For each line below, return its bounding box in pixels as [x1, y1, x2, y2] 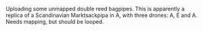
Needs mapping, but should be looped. [6, 18, 105, 25]
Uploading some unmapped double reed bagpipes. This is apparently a [6, 5, 185, 12]
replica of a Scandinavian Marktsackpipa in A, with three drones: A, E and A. [6, 12, 197, 19]
